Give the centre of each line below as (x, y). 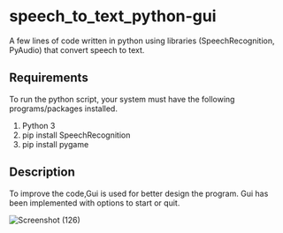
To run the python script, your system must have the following (122, 99)
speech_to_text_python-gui (113, 16)
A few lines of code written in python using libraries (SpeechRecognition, (142, 41)
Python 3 (38, 125)
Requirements (49, 78)
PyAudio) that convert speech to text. (77, 49)
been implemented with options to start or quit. (95, 203)
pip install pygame (55, 144)
